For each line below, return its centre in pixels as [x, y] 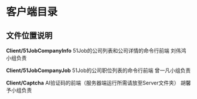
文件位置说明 [29, 35]
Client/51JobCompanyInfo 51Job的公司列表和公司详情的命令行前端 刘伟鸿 [96, 51]
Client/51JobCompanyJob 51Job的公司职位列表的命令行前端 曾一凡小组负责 [98, 70]
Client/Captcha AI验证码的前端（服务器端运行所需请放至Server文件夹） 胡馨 [98, 83]
